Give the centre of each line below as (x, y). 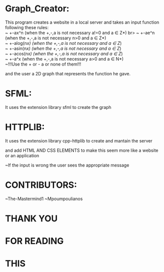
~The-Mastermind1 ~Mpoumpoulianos (44, 199)
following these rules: (27, 27)
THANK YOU (31, 219)
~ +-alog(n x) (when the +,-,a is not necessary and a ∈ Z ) (64, 43)
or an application (22, 155)
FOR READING (34, 241)
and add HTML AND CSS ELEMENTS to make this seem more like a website (82, 150)
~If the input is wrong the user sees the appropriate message (67, 165)
